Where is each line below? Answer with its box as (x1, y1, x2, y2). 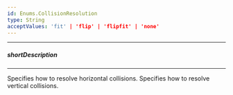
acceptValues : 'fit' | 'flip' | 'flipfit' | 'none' (7, 23, 159, 30)
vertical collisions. (7, 82, 59, 90)
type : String (7, 17, 45, 23)
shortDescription (7, 50, 58, 59)
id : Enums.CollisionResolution (7, 10, 98, 17)
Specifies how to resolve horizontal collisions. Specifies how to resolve (7, 74, 210, 83)
